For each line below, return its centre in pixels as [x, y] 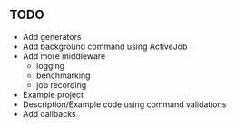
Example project [53, 94]
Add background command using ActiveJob [105, 46]
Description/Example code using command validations [124, 104]
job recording [61, 84]
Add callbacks [49, 113]
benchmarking [63, 75]
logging [50, 65]
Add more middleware [64, 56]
